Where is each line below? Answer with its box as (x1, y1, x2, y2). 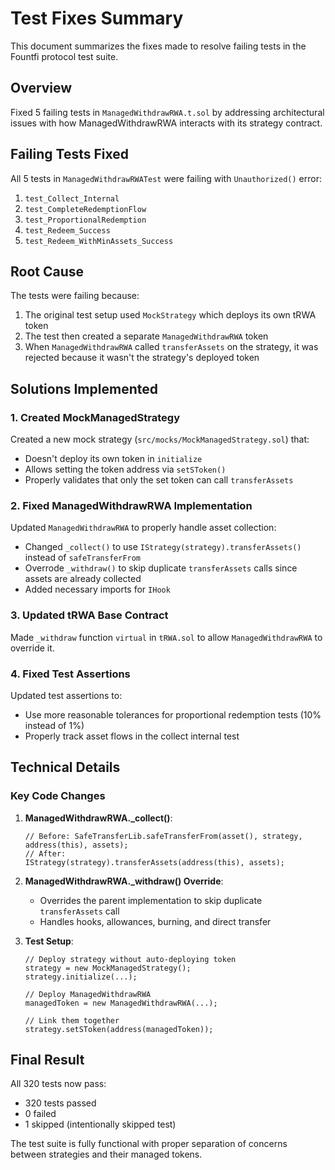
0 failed (24, 1108, 57, 1120)
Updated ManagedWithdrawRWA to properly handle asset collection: (10, 522, 277, 534)
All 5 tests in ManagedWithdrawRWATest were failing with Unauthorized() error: (10, 172, 322, 184)
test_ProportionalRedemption (24, 215, 147, 225)
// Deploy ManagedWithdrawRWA (24, 989, 152, 999)
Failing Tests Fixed (10, 146, 129, 163)
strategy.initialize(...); (24, 972, 138, 982)
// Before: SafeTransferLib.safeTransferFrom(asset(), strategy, (24, 831, 303, 841)
